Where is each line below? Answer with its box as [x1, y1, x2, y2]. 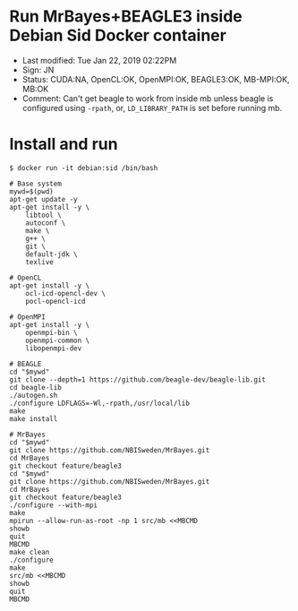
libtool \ [25, 211, 63, 219]
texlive [25, 257, 54, 266]
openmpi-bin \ [25, 328, 78, 337]
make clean [9, 547, 50, 556]
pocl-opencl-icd [25, 297, 87, 305]
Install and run [9, 134, 118, 154]
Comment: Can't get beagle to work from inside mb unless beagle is [21, 92, 274, 104]
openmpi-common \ [25, 336, 90, 345]
